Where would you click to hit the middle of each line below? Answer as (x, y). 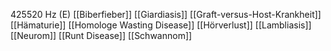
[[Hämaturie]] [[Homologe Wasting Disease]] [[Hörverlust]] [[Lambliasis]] (161, 25)
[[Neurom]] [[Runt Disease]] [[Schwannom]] (101, 35)
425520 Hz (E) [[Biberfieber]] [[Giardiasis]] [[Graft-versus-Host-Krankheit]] (166, 14)
